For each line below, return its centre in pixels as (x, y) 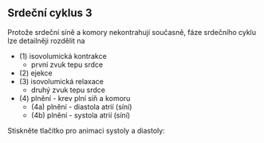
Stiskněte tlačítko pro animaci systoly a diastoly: (86, 130)
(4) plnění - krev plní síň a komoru (75, 98)
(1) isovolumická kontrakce (63, 56)
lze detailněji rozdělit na (46, 41)
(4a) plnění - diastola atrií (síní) (81, 106)
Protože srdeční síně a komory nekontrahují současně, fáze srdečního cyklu (132, 32)
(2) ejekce (35, 73)
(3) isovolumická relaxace (61, 81)
